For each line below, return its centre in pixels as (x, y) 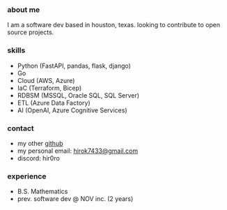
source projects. (31, 32)
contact (21, 128)
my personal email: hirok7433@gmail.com (77, 151)
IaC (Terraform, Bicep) (49, 88)
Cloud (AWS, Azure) (46, 80)
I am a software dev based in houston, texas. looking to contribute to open (114, 25)
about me (24, 10)
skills (16, 50)
